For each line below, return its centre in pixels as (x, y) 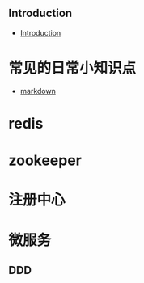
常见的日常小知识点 (72, 68)
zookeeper (45, 161)
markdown (38, 91)
